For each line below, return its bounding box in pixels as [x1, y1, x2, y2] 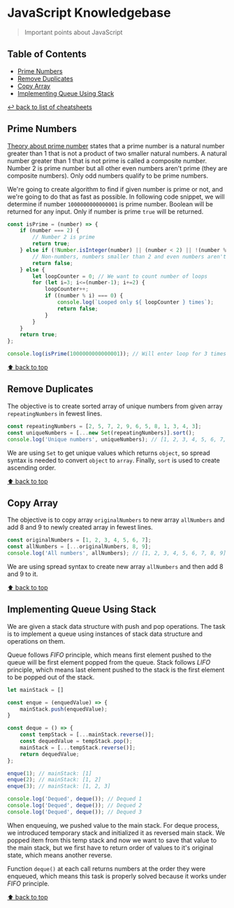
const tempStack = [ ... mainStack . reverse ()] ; [20, 731, 155, 739]
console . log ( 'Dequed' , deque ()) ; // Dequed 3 [7, 808, 142, 816]
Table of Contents [7, 48, 87, 60]
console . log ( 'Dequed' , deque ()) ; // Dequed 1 [7, 795, 142, 802]
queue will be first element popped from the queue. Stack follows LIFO [7, 658, 211, 666]
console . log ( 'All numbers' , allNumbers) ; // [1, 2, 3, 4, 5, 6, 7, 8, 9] [7, 550, 227, 557]
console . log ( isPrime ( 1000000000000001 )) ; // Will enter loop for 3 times [7, 350, 227, 357]
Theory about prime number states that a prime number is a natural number [7, 141, 225, 150]
